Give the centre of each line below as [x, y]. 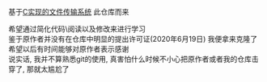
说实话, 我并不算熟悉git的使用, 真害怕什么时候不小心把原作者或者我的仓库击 [133, 59]
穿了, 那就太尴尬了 [39, 69]
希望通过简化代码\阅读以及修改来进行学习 [77, 29]
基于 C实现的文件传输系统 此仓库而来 [69, 12]
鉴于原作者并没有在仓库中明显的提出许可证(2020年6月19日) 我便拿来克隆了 [133, 39]
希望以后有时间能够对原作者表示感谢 [69, 49]
